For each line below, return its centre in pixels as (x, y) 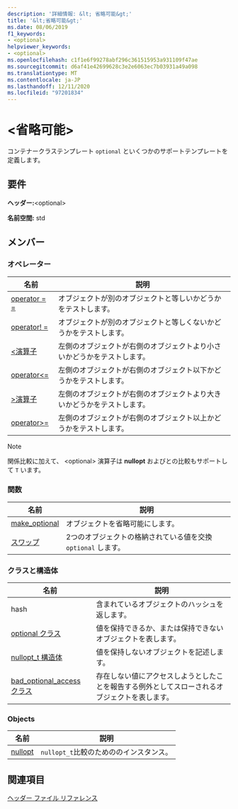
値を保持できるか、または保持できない (160, 628)
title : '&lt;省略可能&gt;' (45, 21)
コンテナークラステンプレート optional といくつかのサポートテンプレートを (118, 151)
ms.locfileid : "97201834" (45, 93)
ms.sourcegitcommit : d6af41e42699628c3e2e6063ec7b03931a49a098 (103, 67)
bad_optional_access (46, 681)
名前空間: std (27, 217)
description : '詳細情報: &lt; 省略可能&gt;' (70, 14)
